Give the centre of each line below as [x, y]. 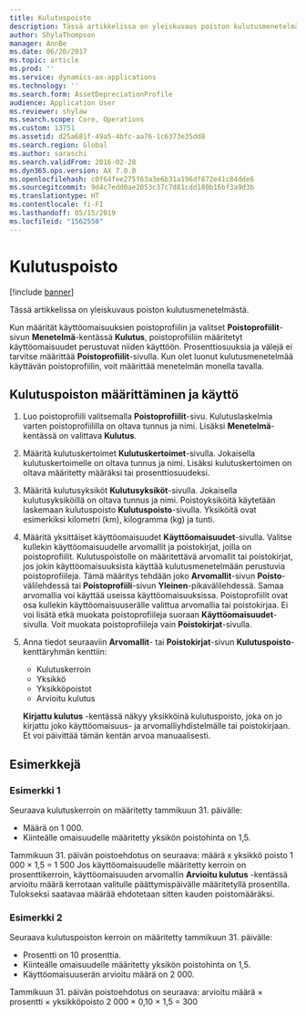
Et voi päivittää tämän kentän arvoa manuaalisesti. [117, 736]
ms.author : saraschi [49, 153]
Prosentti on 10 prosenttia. [71, 955]
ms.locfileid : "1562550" [56, 221]
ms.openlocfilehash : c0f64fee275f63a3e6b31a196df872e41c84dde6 [132, 179]
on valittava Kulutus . [97, 436]
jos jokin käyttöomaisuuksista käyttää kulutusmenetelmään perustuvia [153, 566]
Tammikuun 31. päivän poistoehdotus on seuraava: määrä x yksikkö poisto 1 [152, 855]
